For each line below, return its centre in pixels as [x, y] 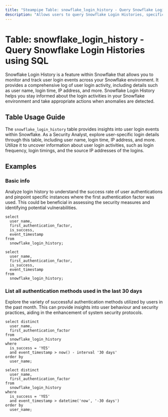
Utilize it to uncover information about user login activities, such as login [79, 145]
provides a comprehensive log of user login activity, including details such [81, 85]
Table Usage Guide [35, 117]
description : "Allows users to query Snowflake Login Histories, [74, 15]
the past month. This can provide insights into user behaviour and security [82, 307]
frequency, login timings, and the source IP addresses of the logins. [75, 151]
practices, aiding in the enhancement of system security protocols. [74, 312]
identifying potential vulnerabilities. [41, 207]
